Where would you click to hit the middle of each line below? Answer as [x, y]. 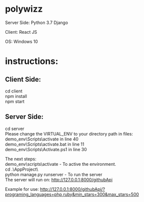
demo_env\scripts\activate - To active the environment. [61, 164]
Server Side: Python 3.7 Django [37, 22]
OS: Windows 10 [21, 41]
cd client [14, 91]
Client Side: [23, 79]
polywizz [24, 9]
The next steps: [21, 159]
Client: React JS [21, 32]
